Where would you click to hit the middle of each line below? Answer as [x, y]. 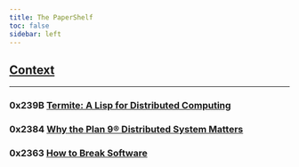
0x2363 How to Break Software [79, 153]
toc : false [29, 26]
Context [32, 70]
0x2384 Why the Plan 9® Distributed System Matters [126, 130]
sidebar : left [36, 34]
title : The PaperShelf [51, 17]
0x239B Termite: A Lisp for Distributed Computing [120, 106]
